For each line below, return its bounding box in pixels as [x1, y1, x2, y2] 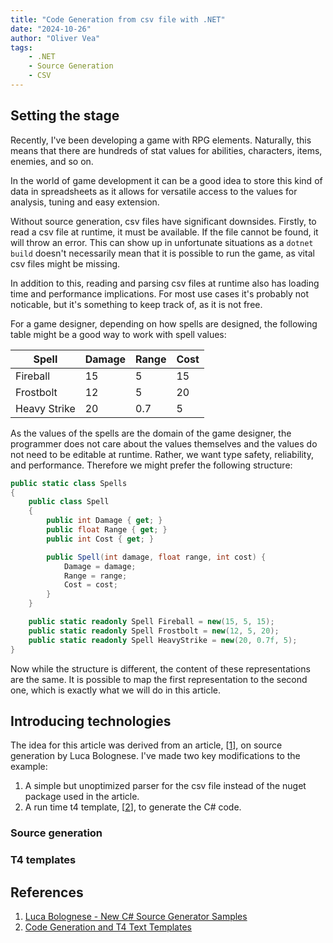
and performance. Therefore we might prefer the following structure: [10, 459, 293, 471]
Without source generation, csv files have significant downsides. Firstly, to [10, 215, 317, 227]
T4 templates [10, 853, 77, 867]
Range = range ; [63, 571, 128, 581]
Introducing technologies [10, 712, 172, 730]
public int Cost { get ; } [46, 534, 155, 544]
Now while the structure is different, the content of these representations [10, 662, 311, 675]
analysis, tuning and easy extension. [10, 196, 160, 208]
